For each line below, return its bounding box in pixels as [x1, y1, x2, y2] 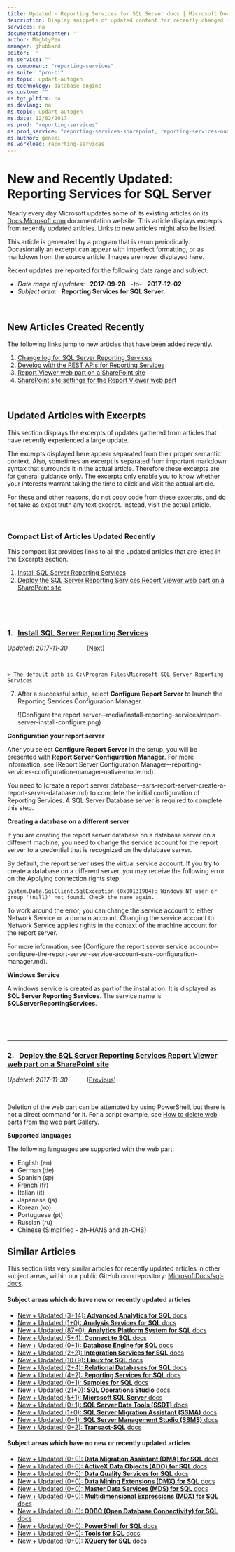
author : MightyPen [7, 37, 61, 44]
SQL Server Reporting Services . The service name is [7, 992, 162, 1000]
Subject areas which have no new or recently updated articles [7, 1439, 191, 1447]
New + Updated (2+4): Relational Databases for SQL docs [17, 1363, 187, 1372]
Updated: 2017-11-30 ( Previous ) [7, 1075, 117, 1084]
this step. [7, 804, 34, 812]
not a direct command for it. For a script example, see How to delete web [7, 1110, 218, 1118]
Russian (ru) [17, 1218, 53, 1226]
